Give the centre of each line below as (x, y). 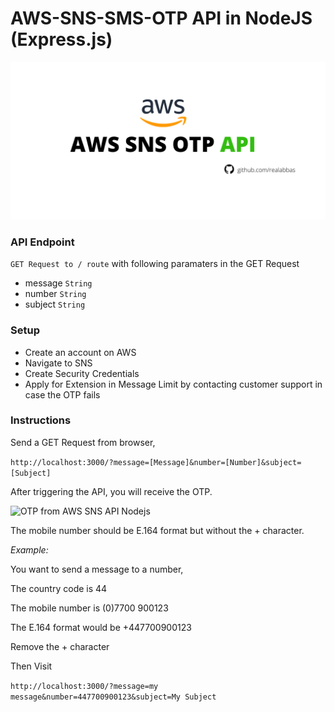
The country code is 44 (59, 588)
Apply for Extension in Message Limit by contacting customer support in (173, 384)
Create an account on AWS (80, 352)
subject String (55, 304)
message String (58, 283)
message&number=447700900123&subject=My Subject (113, 697)
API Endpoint (42, 242)
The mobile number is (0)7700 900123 (89, 608)
